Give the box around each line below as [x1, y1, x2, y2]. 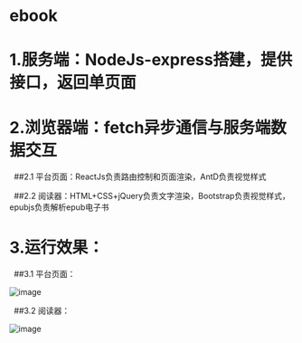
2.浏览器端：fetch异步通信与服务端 [9, 117, 271, 138]
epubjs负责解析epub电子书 [9, 202, 109, 213]
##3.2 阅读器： [13, 305, 71, 317]
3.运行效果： [9, 237, 104, 258]
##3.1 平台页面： [13, 269, 76, 280]
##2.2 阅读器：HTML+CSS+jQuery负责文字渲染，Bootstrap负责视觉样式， [13, 191, 291, 202]
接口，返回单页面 [9, 72, 137, 93]
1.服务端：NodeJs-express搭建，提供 [9, 50, 293, 71]
